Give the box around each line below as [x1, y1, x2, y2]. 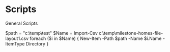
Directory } [25, 40, 49, 46]
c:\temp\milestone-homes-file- [98, 30, 163, 36]
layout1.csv [5, 35, 29, 41]
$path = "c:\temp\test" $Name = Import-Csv [5, 30, 98, 36]
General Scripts [5, 20, 38, 26]
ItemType [5, 40, 25, 46]
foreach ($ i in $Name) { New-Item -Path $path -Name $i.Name [30, 35, 162, 41]
